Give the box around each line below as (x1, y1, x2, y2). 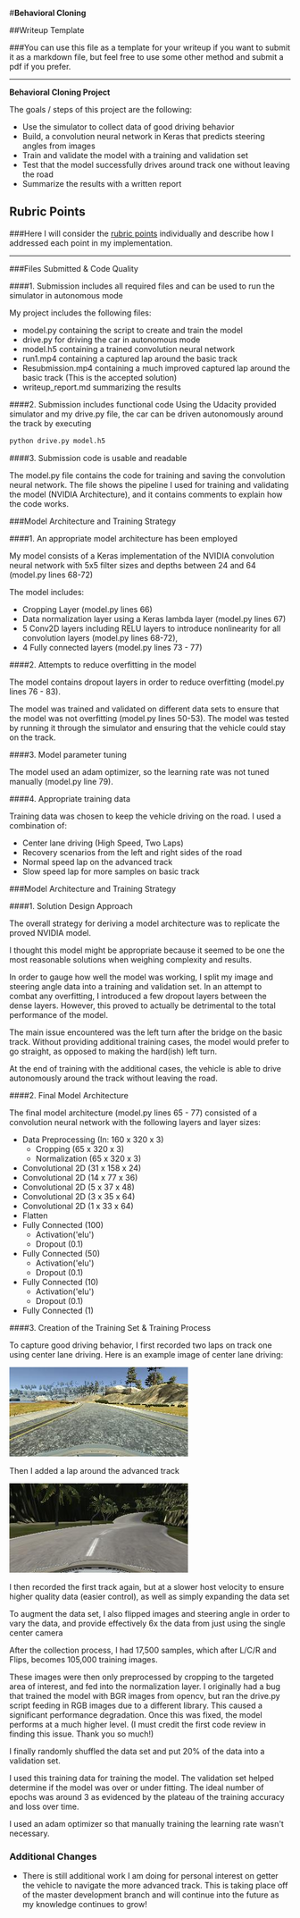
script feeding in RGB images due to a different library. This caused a (9, 1700, 263, 1711)
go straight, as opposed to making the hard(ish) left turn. (9, 1046, 218, 1056)
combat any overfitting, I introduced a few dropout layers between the (9, 990, 268, 1001)
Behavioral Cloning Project (9, 87, 111, 97)
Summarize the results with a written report (21, 179, 182, 189)
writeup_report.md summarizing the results (21, 382, 181, 392)
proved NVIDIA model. (9, 927, 92, 938)
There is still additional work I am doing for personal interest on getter (21, 1870, 279, 1880)
